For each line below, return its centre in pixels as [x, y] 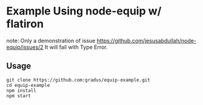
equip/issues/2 [25, 47]
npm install [21, 91]
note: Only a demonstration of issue [51, 40]
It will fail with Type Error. [76, 47]
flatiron [25, 24]
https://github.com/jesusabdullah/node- [147, 40]
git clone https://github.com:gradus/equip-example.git [78, 80]
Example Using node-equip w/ [84, 11]
